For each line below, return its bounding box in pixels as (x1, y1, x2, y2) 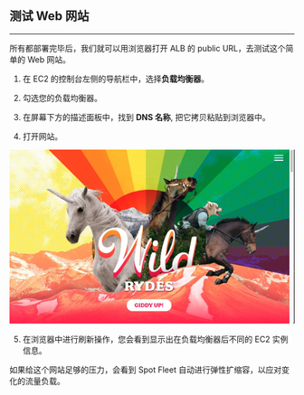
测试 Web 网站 (9, 8, 90, 24)
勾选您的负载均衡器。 (22, 92, 102, 103)
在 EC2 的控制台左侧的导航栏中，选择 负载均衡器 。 (22, 73, 210, 84)
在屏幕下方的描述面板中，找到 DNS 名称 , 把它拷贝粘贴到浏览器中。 (22, 111, 271, 122)
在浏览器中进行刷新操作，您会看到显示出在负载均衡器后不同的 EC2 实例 (22, 334, 289, 344)
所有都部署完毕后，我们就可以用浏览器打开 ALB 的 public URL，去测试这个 (9, 42, 287, 53)
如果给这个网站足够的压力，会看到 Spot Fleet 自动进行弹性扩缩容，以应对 (9, 364, 282, 375)
